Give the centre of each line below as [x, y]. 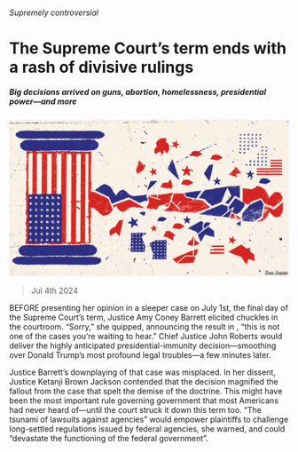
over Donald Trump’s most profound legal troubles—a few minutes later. [141, 355]
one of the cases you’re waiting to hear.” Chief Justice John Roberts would [146, 337]
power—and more [43, 101]
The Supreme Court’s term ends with [148, 48]
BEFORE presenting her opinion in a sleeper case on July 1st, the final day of [149, 308]
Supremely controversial [54, 12]
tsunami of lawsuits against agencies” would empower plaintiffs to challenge [149, 420]
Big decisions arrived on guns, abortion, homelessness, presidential [138, 92]
